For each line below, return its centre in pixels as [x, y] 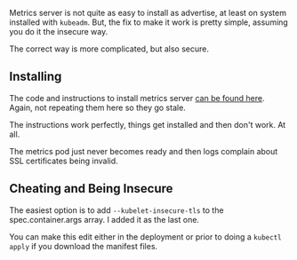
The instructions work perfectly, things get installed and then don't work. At [148, 124]
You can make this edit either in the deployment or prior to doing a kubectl [145, 236]
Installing [36, 77]
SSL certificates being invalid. [64, 161]
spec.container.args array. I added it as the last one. [104, 219]
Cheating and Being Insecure [91, 189]
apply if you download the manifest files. [84, 246]
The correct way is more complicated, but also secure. [109, 49]
